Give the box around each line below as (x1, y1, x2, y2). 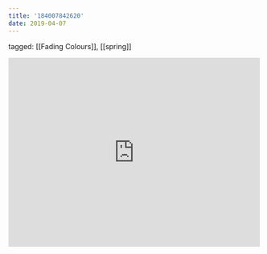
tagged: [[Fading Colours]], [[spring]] (8, 41, 132, 51)
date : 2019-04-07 (8, 19, 67, 27)
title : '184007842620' (8, 11, 84, 20)
